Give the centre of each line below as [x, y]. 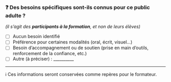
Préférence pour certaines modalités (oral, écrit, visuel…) [73, 42]
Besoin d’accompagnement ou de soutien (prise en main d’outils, [80, 48]
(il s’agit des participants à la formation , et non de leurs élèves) [73, 27]
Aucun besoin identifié [36, 36]
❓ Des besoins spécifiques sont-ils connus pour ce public [78, 7]
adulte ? [16, 15]
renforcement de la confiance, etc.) [50, 54]
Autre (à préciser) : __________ [43, 59]
